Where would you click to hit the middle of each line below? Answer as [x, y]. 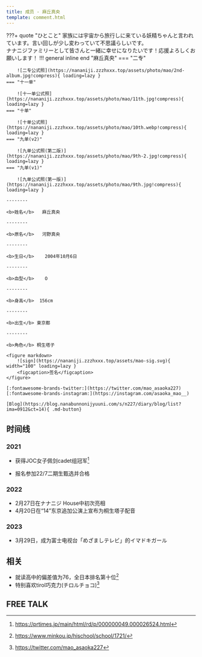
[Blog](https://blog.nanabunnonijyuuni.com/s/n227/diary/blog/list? [94, 404]
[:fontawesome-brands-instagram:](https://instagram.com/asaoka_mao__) [98, 393]
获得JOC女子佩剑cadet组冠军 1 [52, 460]
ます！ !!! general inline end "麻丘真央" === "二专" [84, 58]
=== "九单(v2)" [24, 139]
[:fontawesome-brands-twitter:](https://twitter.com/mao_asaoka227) [94, 388]
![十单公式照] [32, 122]
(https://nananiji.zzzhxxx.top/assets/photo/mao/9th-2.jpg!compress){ [96, 156]
